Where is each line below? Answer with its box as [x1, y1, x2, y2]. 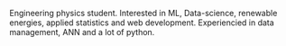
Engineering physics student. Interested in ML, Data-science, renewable [9, 8, 278, 18]
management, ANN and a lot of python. [9, 27, 155, 37]
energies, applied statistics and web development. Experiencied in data [9, 17, 275, 28]
